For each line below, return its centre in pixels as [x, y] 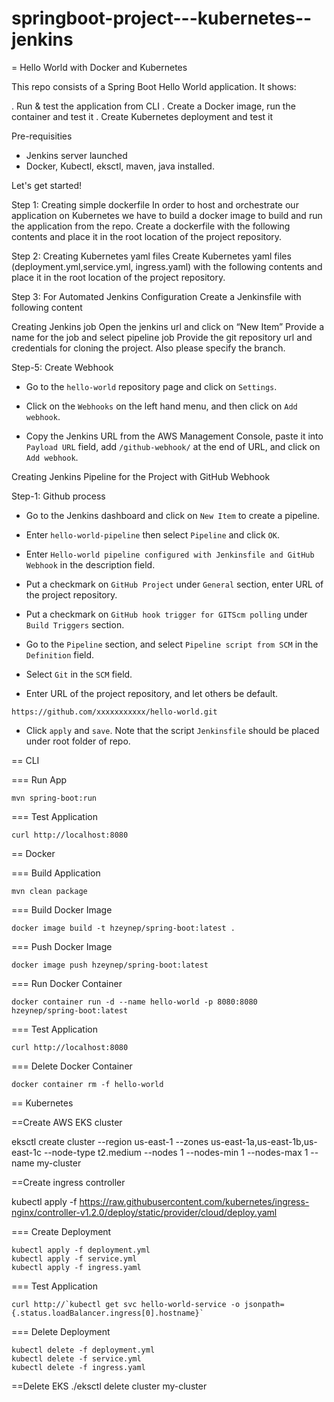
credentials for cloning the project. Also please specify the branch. [148, 348]
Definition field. [60, 654]
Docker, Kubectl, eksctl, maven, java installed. [120, 166]
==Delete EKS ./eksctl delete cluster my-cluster [109, 1386]
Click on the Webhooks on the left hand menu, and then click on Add [161, 406]
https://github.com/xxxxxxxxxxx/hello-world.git [114, 712]
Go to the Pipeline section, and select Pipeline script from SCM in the [172, 644]
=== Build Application [56, 873]
